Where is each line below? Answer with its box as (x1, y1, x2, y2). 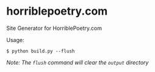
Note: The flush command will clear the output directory (6, 59, 149, 66)
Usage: (6, 36, 24, 43)
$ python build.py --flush (6, 48, 75, 54)
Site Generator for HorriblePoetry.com (6, 24, 103, 32)
